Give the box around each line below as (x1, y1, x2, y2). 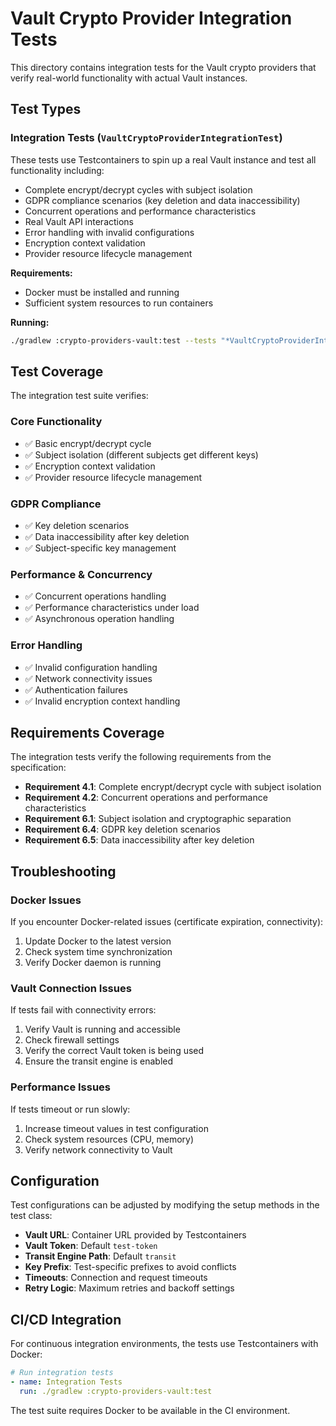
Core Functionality (10, 415, 103, 429)
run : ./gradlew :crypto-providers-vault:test (19, 1386, 213, 1396)
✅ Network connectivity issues (24, 672, 153, 684)
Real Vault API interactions (24, 215, 135, 227)
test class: (10, 1210, 53, 1222)
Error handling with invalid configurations (24, 226, 195, 238)
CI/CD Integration (10, 1311, 122, 1328)
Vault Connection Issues (10, 981, 132, 995)
